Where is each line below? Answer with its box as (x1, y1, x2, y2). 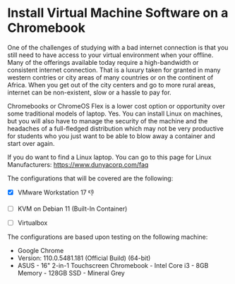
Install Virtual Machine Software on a (7, 5, 229, 21)
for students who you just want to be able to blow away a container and (7, 132, 215, 140)
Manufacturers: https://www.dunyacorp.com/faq (7, 160, 149, 168)
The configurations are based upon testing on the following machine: (7, 233, 208, 241)
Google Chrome (17, 247, 64, 255)
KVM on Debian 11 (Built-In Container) (17, 204, 128, 213)
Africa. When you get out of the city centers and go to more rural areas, (7, 80, 216, 89)
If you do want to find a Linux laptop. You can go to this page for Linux (7, 153, 212, 161)
